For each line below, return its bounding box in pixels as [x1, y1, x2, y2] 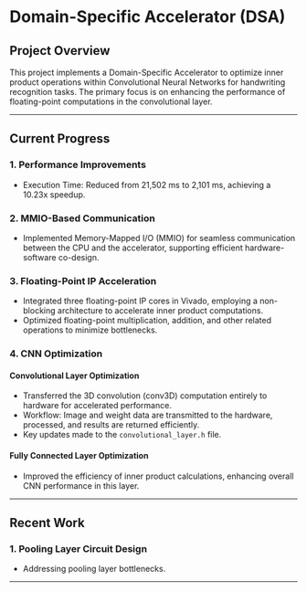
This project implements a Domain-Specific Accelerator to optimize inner [9, 67, 284, 78]
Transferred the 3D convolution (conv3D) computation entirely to [22, 390, 268, 401]
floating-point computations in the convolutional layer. [9, 96, 213, 107]
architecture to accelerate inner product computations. [58, 305, 263, 316]
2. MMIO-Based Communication [9, 212, 155, 225]
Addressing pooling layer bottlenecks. [22, 564, 166, 575]
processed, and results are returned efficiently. [22, 419, 200, 430]
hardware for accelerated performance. [22, 400, 172, 411]
